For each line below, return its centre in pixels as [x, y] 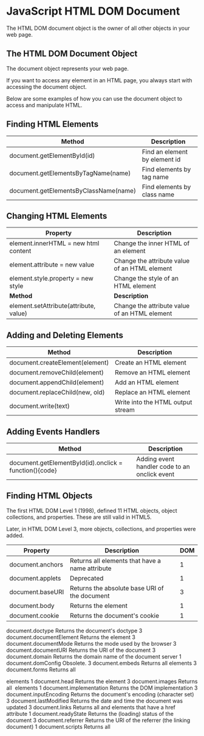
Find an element [165, 152]
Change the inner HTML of [152, 243]
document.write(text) [39, 406]
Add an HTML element [147, 382]
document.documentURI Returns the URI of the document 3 [81, 650]
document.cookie [34, 615]
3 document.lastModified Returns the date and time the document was [95, 701]
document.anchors [36, 564]
